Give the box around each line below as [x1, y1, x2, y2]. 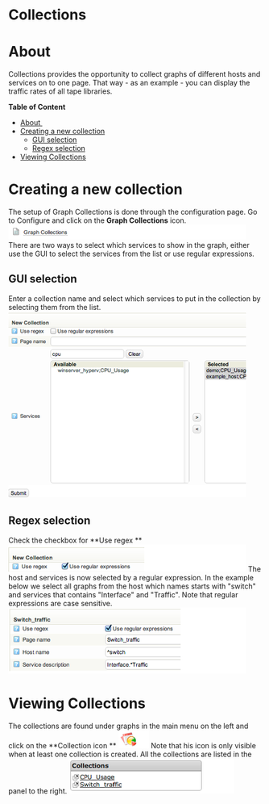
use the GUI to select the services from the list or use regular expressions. [8, 249, 255, 259]
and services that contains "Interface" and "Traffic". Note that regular [8, 589, 238, 599]
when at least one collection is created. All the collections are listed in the [8, 749, 252, 759]
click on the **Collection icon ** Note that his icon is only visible [8, 740, 256, 750]
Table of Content [8, 103, 66, 112]
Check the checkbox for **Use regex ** [8, 535, 143, 545]
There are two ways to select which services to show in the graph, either [8, 241, 250, 250]
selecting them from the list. [8, 302, 101, 312]
